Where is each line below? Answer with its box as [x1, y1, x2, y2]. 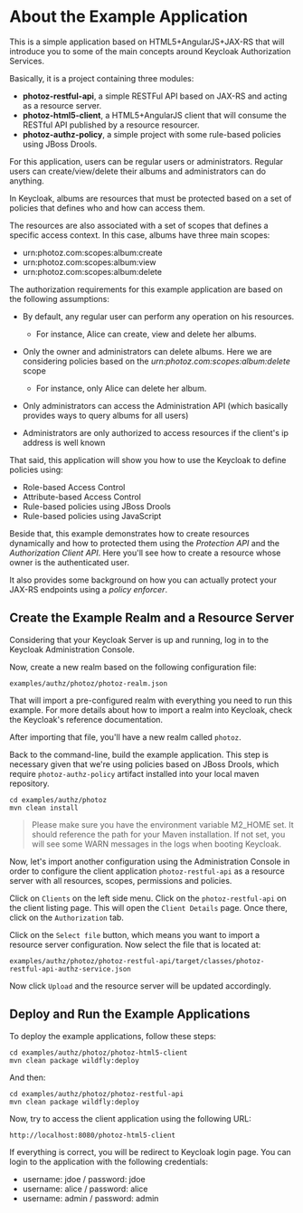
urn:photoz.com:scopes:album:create [22, 247, 163, 258]
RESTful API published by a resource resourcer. [22, 119, 200, 130]
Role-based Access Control [22, 481, 126, 492]
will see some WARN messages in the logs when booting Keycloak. [31, 839, 282, 849]
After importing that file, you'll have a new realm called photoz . [9, 731, 241, 743]
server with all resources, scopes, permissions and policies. [9, 875, 232, 886]
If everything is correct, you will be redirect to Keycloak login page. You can [9, 1146, 291, 1157]
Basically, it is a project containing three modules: [9, 72, 194, 83]
